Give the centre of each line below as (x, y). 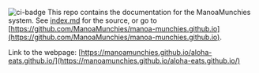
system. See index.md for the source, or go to (83, 20)
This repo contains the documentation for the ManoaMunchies (149, 12)
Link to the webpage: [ (45, 52)
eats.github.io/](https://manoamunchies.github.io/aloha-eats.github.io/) (124, 60)
